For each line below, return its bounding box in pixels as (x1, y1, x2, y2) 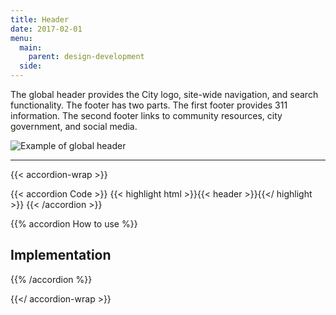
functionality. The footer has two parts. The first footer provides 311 (10, 99, 288, 111)
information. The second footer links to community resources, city (10, 110, 283, 121)
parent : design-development (28, 52, 145, 62)
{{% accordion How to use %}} (10, 218, 138, 230)
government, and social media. (10, 121, 138, 132)
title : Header (10, 14, 70, 25)
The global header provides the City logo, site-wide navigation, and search (10, 89, 319, 100)
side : (19, 61, 43, 71)
